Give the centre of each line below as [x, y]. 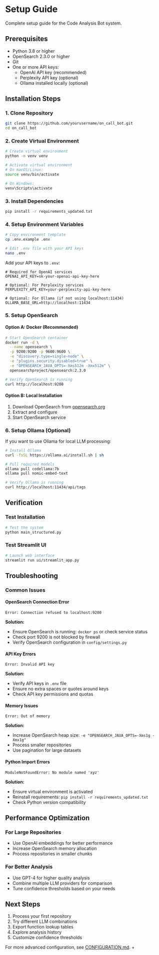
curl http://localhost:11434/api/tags [45, 487]
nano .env [15, 253]
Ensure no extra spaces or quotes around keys [60, 689]
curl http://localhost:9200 [34, 384]
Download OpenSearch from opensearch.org [59, 406]
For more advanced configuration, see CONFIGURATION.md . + [70, 947]
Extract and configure [35, 412]
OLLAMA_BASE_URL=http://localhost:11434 [48, 303]
